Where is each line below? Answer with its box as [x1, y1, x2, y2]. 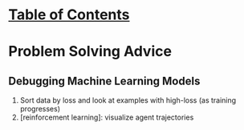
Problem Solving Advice [8, 43, 173, 61]
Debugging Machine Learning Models [8, 74, 201, 87]
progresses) [19, 104, 61, 114]
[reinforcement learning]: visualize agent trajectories [19, 112, 194, 122]
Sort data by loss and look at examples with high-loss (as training [19, 95, 237, 105]
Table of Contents [8, 6, 130, 24]
